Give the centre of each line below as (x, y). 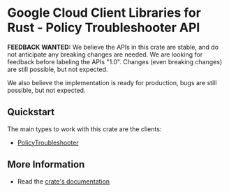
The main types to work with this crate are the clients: (84, 129)
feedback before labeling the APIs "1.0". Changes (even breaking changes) (114, 61)
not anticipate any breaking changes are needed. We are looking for (105, 54)
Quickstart (31, 112)
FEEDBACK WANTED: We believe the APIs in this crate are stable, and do (113, 47)
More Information (46, 164)
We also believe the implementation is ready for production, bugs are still (112, 82)
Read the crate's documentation (64, 181)
